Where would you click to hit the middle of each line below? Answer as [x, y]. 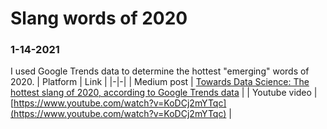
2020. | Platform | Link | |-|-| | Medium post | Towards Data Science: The [160, 82]
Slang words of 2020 [99, 18]
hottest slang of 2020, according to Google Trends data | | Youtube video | [164, 93]
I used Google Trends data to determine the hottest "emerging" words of [160, 71]
